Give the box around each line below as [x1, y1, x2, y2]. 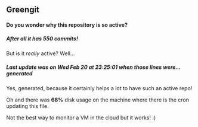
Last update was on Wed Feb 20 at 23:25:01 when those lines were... [6, 63, 181, 71]
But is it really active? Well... [6, 50, 75, 57]
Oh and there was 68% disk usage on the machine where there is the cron [6, 96, 190, 103]
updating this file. [6, 102, 49, 109]
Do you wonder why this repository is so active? [6, 21, 128, 28]
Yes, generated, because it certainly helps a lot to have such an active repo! [6, 84, 193, 91]
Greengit [6, 5, 40, 15]
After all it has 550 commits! [6, 35, 79, 42]
